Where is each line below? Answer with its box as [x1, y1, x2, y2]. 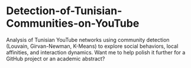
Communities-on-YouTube [6, 17, 140, 30]
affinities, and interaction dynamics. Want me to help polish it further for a [6, 48, 186, 56]
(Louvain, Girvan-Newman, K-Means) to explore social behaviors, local [6, 43, 179, 50]
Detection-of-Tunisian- [6, 4, 122, 18]
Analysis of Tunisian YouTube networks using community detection [6, 36, 170, 43]
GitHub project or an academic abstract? [6, 55, 105, 62]
